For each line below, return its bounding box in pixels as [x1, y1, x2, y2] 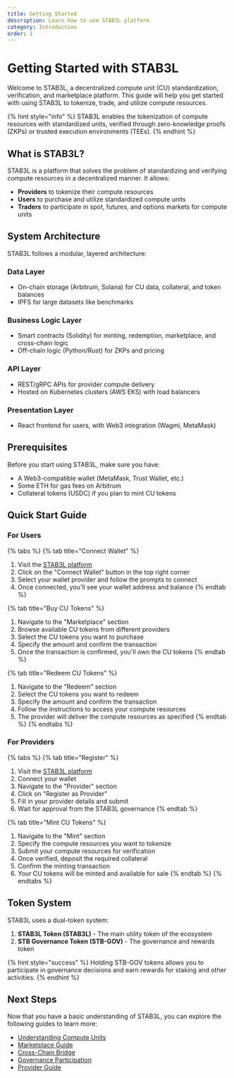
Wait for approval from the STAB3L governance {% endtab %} [17, 804, 199, 813]
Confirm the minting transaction [17, 862, 111, 870]
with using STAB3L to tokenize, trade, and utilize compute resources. [7, 99, 208, 107]
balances [17, 290, 44, 299]
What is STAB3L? [7, 147, 85, 159]
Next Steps [7, 993, 57, 1005]
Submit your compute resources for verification [17, 847, 156, 855]
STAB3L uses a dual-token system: [7, 916, 109, 924]
